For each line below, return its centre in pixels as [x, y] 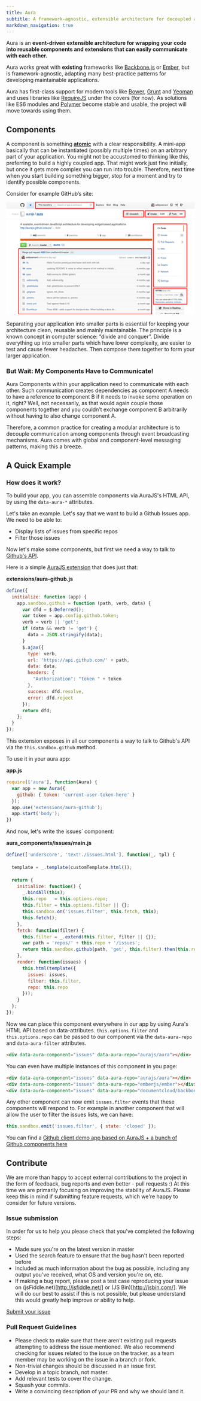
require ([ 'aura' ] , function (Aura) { [52, 782]
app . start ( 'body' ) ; [36, 814]
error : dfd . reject [51, 698]
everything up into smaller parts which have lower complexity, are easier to [99, 343]
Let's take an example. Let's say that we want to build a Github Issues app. [98, 513]
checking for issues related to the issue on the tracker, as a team [95, 1353]
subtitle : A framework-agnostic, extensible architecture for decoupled [99, 19]
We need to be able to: [34, 519]
